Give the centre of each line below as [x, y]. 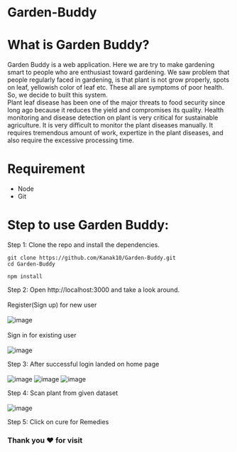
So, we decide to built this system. [57, 95]
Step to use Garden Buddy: [88, 225]
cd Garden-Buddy [31, 264]
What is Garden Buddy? [78, 45]
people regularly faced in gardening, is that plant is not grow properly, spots [118, 80]
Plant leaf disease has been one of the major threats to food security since [116, 103]
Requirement [46, 169]
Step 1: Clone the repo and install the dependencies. [83, 245]
